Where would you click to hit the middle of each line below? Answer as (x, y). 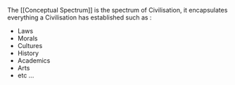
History (28, 53)
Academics (34, 61)
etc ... (26, 75)
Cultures (30, 46)
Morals (27, 38)
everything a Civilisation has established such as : (80, 17)
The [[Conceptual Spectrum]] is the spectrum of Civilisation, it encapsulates (118, 10)
